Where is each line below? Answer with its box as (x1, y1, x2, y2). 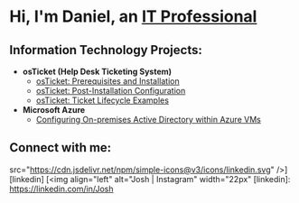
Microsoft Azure (22, 105, 86, 115)
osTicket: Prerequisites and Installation (35, 76, 181, 87)
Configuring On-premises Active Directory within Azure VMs (35, 115, 262, 125)
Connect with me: (9, 140, 112, 155)
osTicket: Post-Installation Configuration (35, 86, 186, 96)
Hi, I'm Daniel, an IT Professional (9, 6, 257, 27)
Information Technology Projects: (9, 42, 203, 58)
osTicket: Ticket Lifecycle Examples (35, 95, 170, 106)
